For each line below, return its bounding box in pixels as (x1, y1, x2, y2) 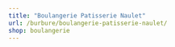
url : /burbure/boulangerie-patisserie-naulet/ (8, 19, 168, 27)
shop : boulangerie (8, 26, 70, 34)
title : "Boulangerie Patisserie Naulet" (8, 11, 147, 20)
